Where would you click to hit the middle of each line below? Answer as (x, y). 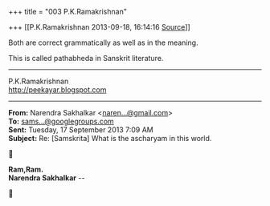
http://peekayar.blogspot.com (57, 90)
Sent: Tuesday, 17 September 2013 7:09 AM (81, 130)
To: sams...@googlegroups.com (61, 121)
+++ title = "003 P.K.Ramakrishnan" (67, 12)
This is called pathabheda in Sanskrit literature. (86, 58)
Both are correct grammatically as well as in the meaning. (103, 42)
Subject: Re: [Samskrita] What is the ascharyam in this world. (110, 138)
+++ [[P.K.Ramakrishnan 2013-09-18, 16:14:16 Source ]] (99, 27)
